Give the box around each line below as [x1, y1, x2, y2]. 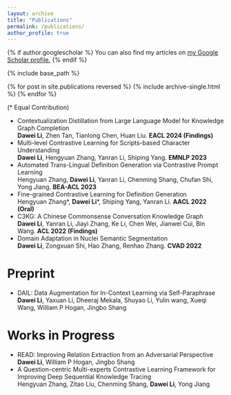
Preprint [7, 266, 55, 282]
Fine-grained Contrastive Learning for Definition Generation [17, 190, 188, 199]
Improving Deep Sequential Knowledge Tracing [17, 373, 152, 381]
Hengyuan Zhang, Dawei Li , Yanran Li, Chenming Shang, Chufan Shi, [17, 176, 214, 184]
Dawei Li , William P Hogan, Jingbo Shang [17, 358, 135, 367]
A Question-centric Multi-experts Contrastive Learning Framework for [17, 365, 216, 374]
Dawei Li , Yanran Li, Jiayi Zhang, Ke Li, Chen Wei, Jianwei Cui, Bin [17, 219, 205, 228]
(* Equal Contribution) [7, 103, 70, 111]
